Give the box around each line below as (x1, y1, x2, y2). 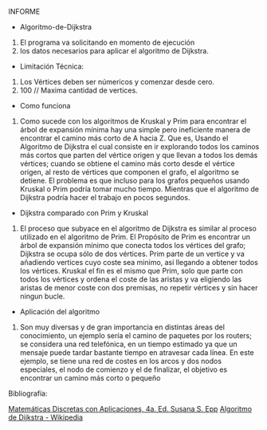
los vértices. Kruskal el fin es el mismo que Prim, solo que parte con (19, 266, 243, 275)
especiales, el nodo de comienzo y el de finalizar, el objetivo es (19, 365, 228, 374)
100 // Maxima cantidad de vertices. (19, 85, 138, 95)
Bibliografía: (8, 389, 48, 398)
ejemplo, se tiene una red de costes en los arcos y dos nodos (19, 357, 222, 365)
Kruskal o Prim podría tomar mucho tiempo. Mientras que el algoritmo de (19, 184, 259, 194)
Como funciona (19, 101, 71, 110)
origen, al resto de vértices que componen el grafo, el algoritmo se (19, 168, 239, 176)
